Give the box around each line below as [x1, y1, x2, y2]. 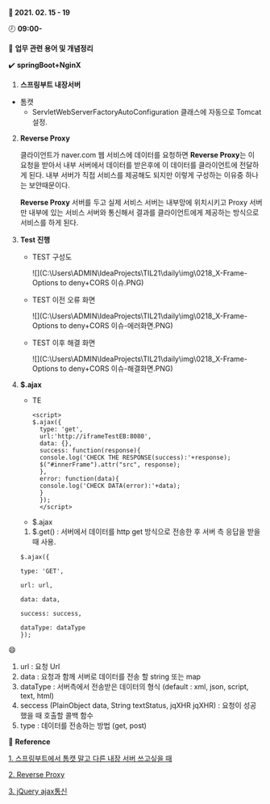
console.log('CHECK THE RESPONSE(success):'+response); [39, 453, 231, 461]
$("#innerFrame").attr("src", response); [39, 461, 181, 469]
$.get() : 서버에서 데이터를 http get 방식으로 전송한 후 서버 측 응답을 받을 [31, 527, 260, 537]
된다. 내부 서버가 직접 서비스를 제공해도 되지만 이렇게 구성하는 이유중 [28, 170, 244, 179]
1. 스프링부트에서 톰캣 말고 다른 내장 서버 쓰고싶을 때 [8, 754, 172, 763]
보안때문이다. [28, 180, 70, 190]
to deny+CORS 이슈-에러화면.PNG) [60, 321, 173, 330]
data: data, [19, 596, 60, 604]
